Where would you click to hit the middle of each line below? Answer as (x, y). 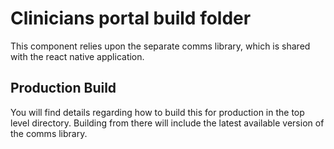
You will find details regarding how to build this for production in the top (157, 112)
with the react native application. (77, 56)
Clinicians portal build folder (131, 18)
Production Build (63, 88)
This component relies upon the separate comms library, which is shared (160, 46)
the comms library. (49, 133)
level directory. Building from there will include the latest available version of (167, 123)
